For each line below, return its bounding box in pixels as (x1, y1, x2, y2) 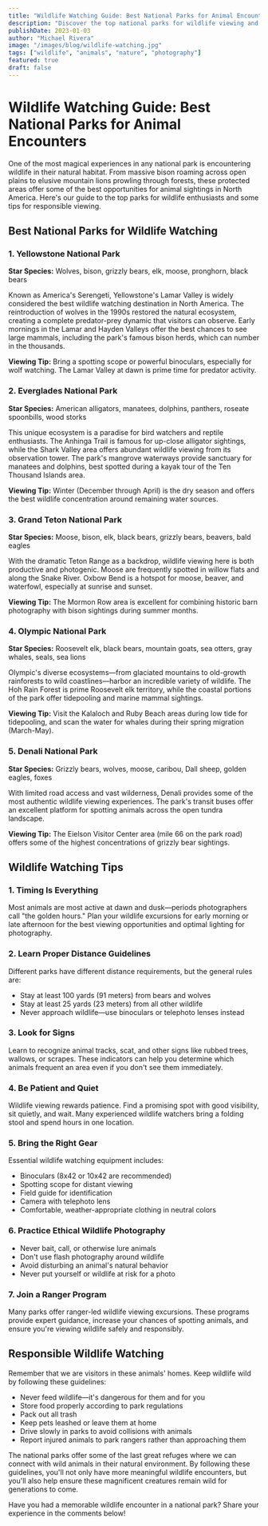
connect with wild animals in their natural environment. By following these (8, 1459, 250, 1468)
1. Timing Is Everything (8, 885, 99, 896)
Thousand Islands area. (8, 469, 85, 480)
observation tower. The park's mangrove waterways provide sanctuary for (8, 453, 253, 462)
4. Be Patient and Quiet (8, 1082, 99, 1093)
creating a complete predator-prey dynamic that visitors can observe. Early (8, 316, 255, 326)
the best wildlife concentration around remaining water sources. (8, 493, 219, 504)
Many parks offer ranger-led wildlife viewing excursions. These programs (8, 1307, 250, 1316)
